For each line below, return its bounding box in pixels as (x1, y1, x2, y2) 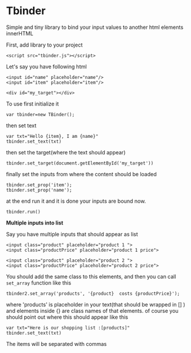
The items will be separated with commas (6, 340, 107, 347)
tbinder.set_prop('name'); (6, 187, 72, 193)
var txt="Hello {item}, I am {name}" (6, 133, 99, 139)
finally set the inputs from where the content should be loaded (6, 170, 157, 177)
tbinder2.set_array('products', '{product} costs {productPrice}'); (6, 291, 180, 296)
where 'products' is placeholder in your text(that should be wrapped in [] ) (6, 301, 186, 308)
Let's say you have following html (6, 63, 87, 70)
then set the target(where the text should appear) (6, 149, 126, 156)
